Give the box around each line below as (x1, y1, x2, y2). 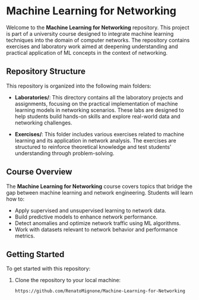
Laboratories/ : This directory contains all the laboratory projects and (14, 93, 184, 101)
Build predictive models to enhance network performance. (14, 213, 158, 220)
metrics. (14, 232, 36, 239)
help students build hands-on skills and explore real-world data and (14, 112, 181, 120)
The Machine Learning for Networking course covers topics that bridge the (6, 183, 193, 190)
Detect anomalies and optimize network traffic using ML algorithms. (14, 219, 181, 227)
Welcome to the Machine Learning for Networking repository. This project (6, 24, 189, 31)
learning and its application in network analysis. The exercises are (14, 137, 176, 144)
